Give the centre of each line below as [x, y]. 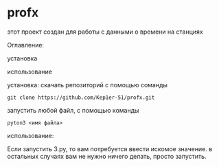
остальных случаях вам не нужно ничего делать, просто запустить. [107, 156]
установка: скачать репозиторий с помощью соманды [88, 85]
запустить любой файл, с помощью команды [73, 110]
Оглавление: [26, 45]
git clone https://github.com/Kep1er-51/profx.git [81, 98]
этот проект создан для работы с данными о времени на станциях [105, 32]
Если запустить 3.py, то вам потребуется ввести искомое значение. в [110, 148]
